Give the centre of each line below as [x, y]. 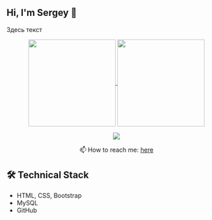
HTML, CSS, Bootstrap [49, 195]
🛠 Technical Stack [48, 175]
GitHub [27, 210]
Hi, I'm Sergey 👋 [42, 13]
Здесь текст [24, 29]
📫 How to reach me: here [116, 150]
